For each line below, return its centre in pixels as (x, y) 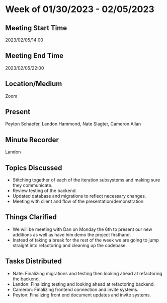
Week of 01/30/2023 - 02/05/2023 (80, 9)
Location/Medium (34, 84)
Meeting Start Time (36, 28)
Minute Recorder (32, 140)
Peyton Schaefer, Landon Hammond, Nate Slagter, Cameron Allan (73, 124)
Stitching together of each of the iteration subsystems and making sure (86, 180)
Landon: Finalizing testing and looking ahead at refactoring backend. (83, 284)
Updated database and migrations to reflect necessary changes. (79, 196)
